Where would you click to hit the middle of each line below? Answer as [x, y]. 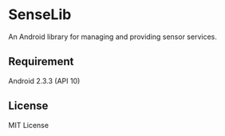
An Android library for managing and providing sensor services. [112, 37]
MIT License [29, 125]
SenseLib [40, 15]
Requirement [41, 62]
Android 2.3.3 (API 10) [44, 80]
